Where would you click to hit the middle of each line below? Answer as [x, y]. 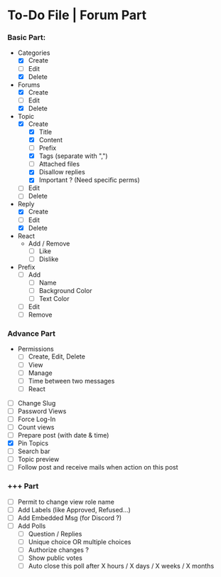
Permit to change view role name [66, 502]
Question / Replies [55, 534]
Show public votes [55, 558]
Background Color [65, 290]
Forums [29, 85]
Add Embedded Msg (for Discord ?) [70, 518]
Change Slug [37, 403]
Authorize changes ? [58, 550]
